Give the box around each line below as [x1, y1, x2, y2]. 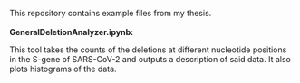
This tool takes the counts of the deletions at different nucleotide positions [9, 44, 287, 55]
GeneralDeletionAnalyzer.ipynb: [9, 27, 134, 37]
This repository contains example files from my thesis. [9, 8, 212, 18]
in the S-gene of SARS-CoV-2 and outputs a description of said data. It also [9, 54, 292, 64]
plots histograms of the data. [9, 63, 117, 74]
